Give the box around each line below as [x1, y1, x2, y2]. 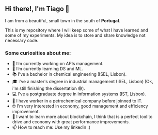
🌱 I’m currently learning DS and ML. [12, 66, 83, 72]
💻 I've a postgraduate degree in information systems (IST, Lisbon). [12, 91, 146, 97]
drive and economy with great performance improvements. [12, 119, 130, 125]
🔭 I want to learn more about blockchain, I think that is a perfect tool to [12, 114, 153, 119]
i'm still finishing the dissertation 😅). [12, 85, 85, 91]
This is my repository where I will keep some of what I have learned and [5, 27, 148, 33]
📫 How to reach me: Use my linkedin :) [12, 124, 91, 130]
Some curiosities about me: [5, 50, 71, 56]
